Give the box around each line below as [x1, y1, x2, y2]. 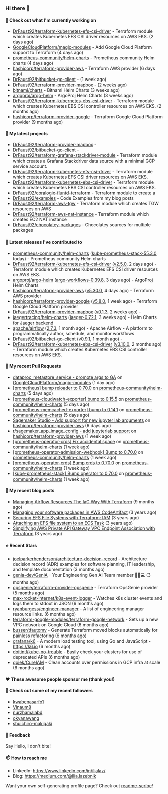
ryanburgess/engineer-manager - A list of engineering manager [12, 606, 144, 612]
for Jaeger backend [12, 320, 54, 326]
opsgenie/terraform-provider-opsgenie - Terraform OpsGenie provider [12, 585, 159, 591]
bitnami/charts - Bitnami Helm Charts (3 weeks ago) [12, 87, 120, 93]
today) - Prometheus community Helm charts [12, 255, 106, 261]
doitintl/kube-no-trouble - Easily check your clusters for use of [12, 649, 142, 655]
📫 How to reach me [5, 755, 47, 761]
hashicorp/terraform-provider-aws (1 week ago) [12, 433, 112, 439]
